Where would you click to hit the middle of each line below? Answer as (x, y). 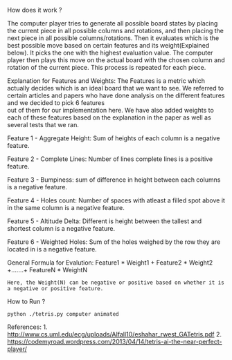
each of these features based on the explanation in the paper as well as (109, 117)
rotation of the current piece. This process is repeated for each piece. (107, 67)
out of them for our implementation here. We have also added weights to (111, 110)
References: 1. (27, 327)
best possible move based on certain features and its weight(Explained (108, 45)
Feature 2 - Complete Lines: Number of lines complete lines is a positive (110, 159)
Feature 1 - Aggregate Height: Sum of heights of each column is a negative (114, 138)
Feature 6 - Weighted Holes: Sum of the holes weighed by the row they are (114, 242)
